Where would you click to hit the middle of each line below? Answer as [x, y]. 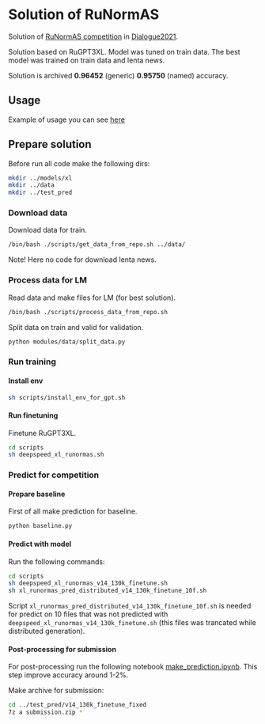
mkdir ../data [32, 185]
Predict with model [40, 544]
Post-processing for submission [62, 649]
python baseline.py [40, 526]
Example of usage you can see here [66, 119]
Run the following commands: [57, 561]
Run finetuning [33, 415]
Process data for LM [47, 280]
